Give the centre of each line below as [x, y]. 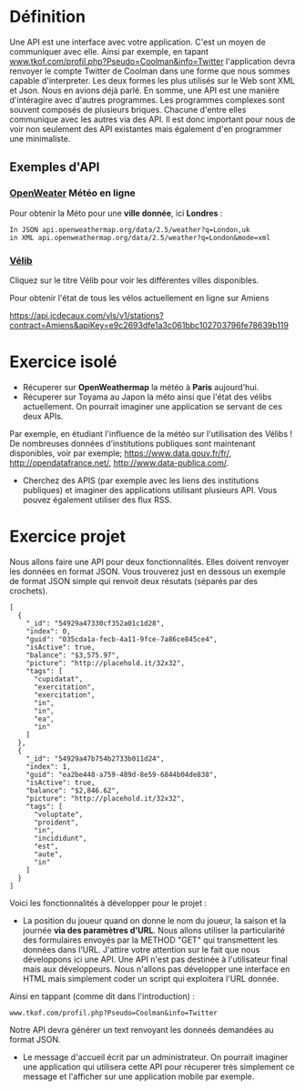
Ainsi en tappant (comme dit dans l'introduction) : [102, 996]
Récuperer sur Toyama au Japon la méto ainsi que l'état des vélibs [147, 397]
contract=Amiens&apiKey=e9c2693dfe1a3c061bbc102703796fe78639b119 [149, 325]
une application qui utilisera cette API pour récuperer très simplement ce [158, 1066]
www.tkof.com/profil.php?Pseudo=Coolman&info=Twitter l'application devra [152, 61]
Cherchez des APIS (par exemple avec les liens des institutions [141, 480]
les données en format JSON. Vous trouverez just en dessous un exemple [148, 571]
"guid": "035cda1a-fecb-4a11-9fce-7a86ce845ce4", [122, 639]
